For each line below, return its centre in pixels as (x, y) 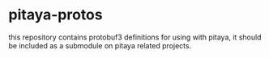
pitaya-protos (56, 15)
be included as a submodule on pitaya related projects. (100, 45)
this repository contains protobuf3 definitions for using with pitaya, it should (135, 37)
